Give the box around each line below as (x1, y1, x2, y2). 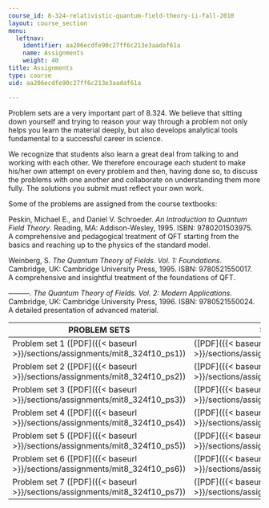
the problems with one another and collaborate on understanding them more (8, 174, 261, 185)
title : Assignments (8, 64, 74, 72)
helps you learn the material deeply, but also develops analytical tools (8, 125, 239, 135)
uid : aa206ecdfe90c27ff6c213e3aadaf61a (8, 79, 142, 87)
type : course (8, 71, 52, 79)
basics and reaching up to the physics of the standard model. (8, 240, 211, 250)
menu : (8, 26, 26, 35)
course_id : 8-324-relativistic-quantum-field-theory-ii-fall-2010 (8, 11, 235, 20)
